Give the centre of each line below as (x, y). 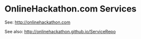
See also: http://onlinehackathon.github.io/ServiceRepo (60, 31)
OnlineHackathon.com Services (71, 9)
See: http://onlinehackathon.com (38, 22)
